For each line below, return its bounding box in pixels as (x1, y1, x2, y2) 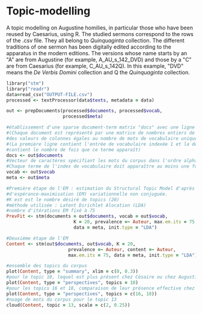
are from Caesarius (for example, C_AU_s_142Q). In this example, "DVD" (6, 62, 184, 70)
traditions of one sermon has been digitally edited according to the (6, 43, 171, 50)
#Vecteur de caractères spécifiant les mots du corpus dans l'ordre (6, 158, 182, 164)
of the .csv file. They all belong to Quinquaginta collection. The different (6, 37, 185, 44)
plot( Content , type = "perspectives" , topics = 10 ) (6, 280, 138, 286)
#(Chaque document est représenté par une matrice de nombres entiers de (6, 130, 195, 136)
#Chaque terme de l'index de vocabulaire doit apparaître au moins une (6, 163, 189, 169)
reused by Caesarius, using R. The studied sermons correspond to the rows (6, 30, 194, 37)
